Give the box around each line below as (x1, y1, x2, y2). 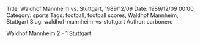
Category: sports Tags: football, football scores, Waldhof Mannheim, (6, 12, 179, 19)
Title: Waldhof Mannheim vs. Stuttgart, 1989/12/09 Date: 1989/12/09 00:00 (6, 5, 194, 12)
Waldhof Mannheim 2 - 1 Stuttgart (6, 30, 92, 37)
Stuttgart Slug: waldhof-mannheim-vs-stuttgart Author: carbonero (6, 18, 173, 25)
